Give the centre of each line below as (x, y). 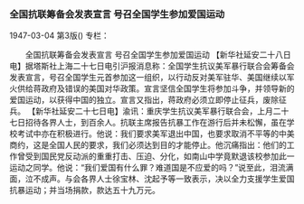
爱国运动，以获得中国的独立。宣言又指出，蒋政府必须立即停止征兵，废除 (144, 100)
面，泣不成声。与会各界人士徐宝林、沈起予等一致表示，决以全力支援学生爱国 (152, 179)
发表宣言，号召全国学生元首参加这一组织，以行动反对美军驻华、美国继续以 (148, 78)
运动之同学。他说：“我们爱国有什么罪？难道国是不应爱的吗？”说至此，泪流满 (152, 168)
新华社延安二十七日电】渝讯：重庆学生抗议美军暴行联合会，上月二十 (162, 111)
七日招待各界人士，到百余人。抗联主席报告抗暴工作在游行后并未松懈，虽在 (148, 123)
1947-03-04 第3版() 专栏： (60, 36)
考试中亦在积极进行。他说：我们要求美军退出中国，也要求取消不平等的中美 (156, 134)
